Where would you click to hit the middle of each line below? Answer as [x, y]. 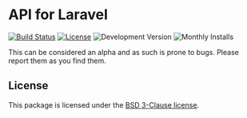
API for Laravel [58, 15]
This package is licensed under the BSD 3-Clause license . [104, 104]
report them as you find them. [57, 61]
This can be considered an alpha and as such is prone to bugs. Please [124, 52]
